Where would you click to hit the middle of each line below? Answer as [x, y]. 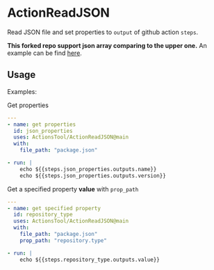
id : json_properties [43, 131]
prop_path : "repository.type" [64, 240]
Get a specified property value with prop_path [73, 189]
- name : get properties [42, 124]
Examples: [22, 91]
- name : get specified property [54, 208]
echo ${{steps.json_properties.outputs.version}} [93, 175]
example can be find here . [44, 53]
